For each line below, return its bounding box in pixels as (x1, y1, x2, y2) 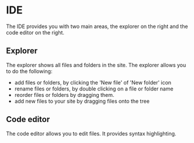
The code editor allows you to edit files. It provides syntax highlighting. (6, 130, 176, 137)
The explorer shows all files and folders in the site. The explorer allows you (6, 61, 186, 68)
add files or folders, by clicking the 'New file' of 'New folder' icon (14, 79, 171, 86)
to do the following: (6, 68, 53, 75)
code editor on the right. (6, 29, 65, 36)
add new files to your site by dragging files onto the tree (14, 97, 150, 104)
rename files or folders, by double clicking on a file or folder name (14, 85, 174, 92)
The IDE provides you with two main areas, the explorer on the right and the (6, 23, 188, 30)
